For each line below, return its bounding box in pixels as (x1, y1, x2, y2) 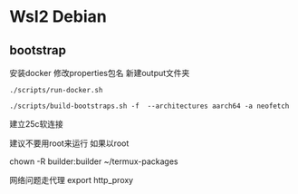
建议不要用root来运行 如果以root (9, 138, 130, 149)
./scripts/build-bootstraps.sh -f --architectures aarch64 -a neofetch (9, 102, 290, 111)
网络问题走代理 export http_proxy (9, 175, 134, 185)
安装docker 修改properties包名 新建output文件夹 (9, 68, 190, 78)
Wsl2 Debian (9, 6, 107, 27)
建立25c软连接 (9, 119, 63, 129)
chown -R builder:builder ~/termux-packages (9, 156, 178, 167)
